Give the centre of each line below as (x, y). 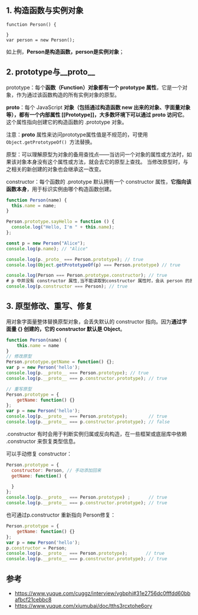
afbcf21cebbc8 (33, 599)
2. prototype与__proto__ (51, 72)
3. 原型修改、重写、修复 (49, 306)
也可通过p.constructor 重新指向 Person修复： (61, 515)
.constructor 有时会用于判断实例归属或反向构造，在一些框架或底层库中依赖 (97, 434)
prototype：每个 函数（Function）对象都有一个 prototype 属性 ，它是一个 (94, 87)
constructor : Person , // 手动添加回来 (56, 470)
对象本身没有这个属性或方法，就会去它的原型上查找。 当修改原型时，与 (102, 161)
